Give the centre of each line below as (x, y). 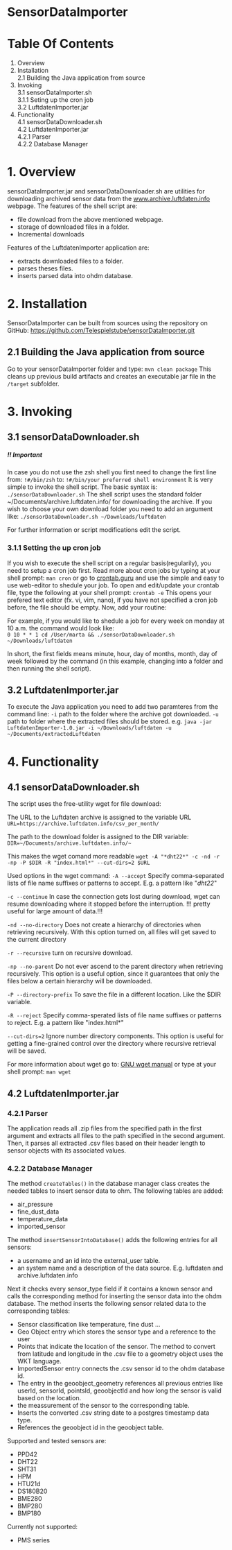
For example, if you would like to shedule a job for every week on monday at (116, 621)
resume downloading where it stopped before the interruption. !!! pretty (109, 904)
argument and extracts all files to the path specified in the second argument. (116, 1136)
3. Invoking (40, 412)
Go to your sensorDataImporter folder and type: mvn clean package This (109, 369)
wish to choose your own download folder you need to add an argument (110, 509)
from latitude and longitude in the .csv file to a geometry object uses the (120, 1354)
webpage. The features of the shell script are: (72, 206)
